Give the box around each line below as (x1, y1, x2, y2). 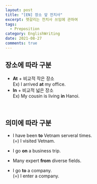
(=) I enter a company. (12, 173, 59, 179)
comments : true (5, 41, 38, 46)
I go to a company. (12, 168, 52, 174)
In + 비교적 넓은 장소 (12, 87, 54, 93)
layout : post (5, 7, 33, 13)
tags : (5, 21, 17, 27)
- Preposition (10, 27, 40, 32)
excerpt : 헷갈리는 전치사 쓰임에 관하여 (5, 17, 78, 22)
